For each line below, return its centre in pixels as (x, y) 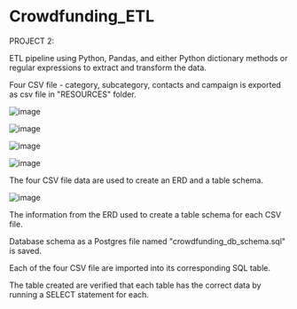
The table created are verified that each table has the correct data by (135, 285)
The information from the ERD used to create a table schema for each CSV (145, 214)
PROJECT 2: (32, 41)
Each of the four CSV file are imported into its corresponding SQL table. (140, 267)
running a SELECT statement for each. (79, 294)
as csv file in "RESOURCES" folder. (73, 94)
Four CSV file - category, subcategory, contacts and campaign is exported (145, 84)
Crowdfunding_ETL (82, 16)
